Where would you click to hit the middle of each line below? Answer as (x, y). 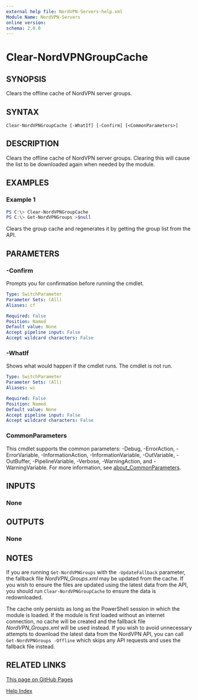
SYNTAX (23, 112)
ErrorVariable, (23, 455)
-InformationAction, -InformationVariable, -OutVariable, (108, 455)
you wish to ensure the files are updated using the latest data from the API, (97, 585)
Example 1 (21, 200)
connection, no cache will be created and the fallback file (76, 621)
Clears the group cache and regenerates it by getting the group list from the (98, 229)
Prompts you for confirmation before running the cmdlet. (75, 283)
